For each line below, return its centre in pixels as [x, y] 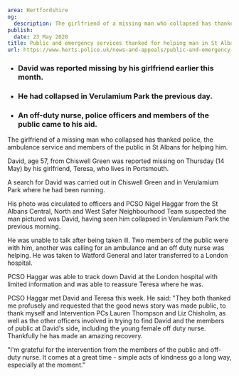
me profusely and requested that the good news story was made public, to [117, 305]
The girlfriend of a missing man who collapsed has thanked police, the [110, 140]
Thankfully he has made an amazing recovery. [75, 336]
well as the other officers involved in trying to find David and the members [116, 321]
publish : [20, 30]
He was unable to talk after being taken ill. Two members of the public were [118, 240]
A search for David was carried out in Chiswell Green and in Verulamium [113, 182]
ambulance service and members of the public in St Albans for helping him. [118, 147]
